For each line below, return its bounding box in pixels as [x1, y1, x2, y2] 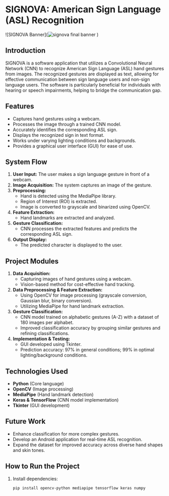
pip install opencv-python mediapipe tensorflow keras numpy [12, 485, 146, 490]
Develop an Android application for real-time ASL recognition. [12, 436, 142, 442]
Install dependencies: [12, 476, 58, 482]
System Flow [5, 157, 47, 166]
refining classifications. [20, 330, 69, 337]
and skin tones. [12, 447, 45, 453]
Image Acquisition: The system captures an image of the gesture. [12, 182, 152, 188]
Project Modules [5, 257, 59, 265]
